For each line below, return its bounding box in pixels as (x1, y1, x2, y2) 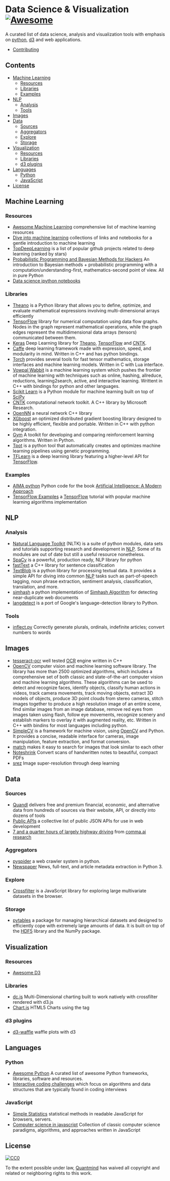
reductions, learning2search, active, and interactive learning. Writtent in (12, 377, 163, 384)
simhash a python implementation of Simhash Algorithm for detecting (12, 589, 158, 595)
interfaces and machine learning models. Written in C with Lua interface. (12, 362, 164, 368)
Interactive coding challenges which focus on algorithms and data (12, 1081, 151, 1087)
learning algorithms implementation (12, 499, 87, 505)
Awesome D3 (12, 970, 41, 976)
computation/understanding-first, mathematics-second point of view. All (12, 267, 164, 273)
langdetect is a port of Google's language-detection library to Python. (12, 600, 158, 606)
